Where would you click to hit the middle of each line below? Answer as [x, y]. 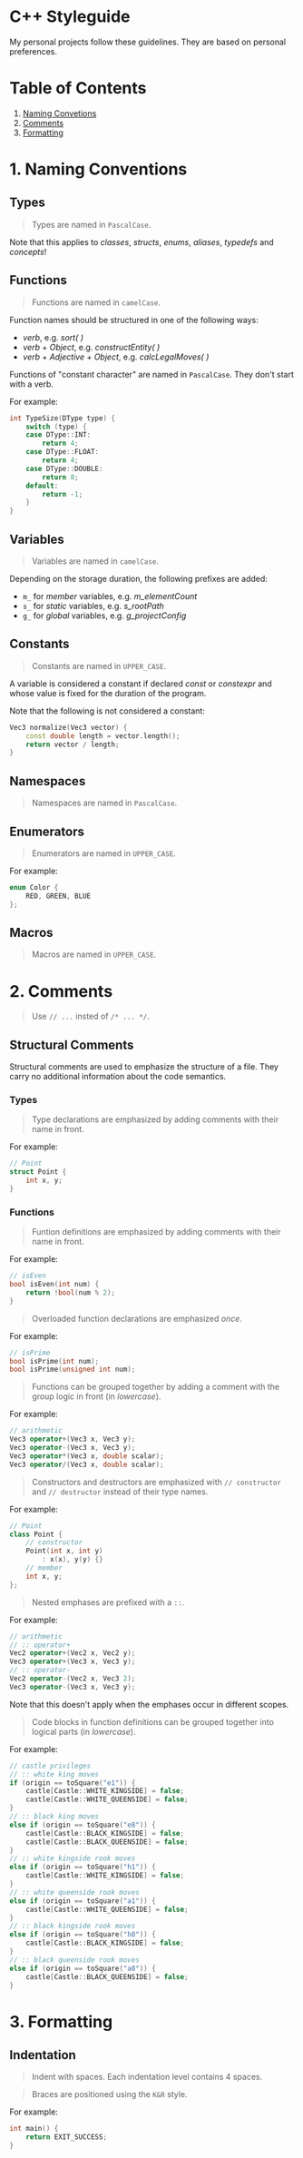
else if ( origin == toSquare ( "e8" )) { [83, 1825]
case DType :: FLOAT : [63, 452]
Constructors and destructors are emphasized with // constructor [156, 1482]
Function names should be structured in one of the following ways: [134, 320]
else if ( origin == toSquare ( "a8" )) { [83, 1968]
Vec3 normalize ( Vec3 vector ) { [68, 727]
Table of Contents [78, 89]
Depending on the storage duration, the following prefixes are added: [138, 579]
